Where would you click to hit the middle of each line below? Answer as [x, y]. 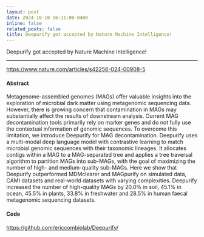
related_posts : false [34, 29]
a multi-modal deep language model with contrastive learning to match [95, 142]
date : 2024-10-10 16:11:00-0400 [47, 18]
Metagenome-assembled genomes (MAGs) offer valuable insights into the [99, 97]
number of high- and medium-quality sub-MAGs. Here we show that [92, 168]
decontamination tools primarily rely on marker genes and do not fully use [99, 123]
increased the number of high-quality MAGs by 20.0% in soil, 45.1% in [94, 187]
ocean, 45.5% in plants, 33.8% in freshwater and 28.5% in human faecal [97, 194]
